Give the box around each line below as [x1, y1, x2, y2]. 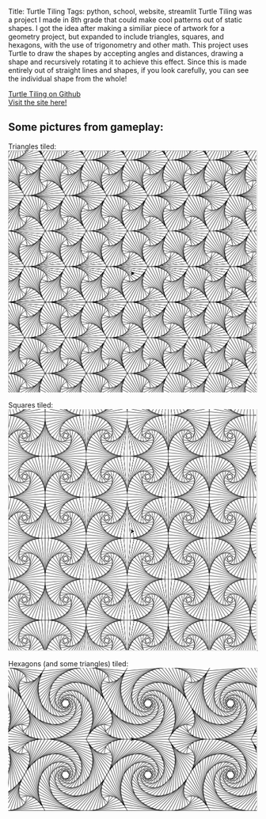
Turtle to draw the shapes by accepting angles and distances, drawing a [8, 49, 244, 58]
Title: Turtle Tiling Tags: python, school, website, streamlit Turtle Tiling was [8, 7, 253, 16]
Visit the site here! [8, 98, 67, 107]
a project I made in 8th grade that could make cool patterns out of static [8, 15, 243, 25]
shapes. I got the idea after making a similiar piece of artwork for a [8, 24, 226, 32]
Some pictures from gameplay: [8, 120, 164, 134]
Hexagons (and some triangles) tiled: [8, 659, 129, 669]
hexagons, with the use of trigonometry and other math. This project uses [8, 40, 249, 50]
